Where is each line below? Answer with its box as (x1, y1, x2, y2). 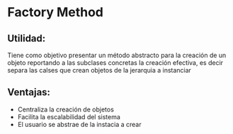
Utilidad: (7, 32, 46, 44)
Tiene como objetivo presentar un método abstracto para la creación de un (7, 51, 227, 59)
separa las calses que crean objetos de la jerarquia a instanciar (7, 66, 191, 74)
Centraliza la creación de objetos (17, 105, 115, 114)
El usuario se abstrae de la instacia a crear (17, 120, 142, 128)
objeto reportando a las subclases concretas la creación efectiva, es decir (7, 59, 224, 67)
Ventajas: (7, 86, 51, 99)
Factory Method (7, 4, 104, 20)
